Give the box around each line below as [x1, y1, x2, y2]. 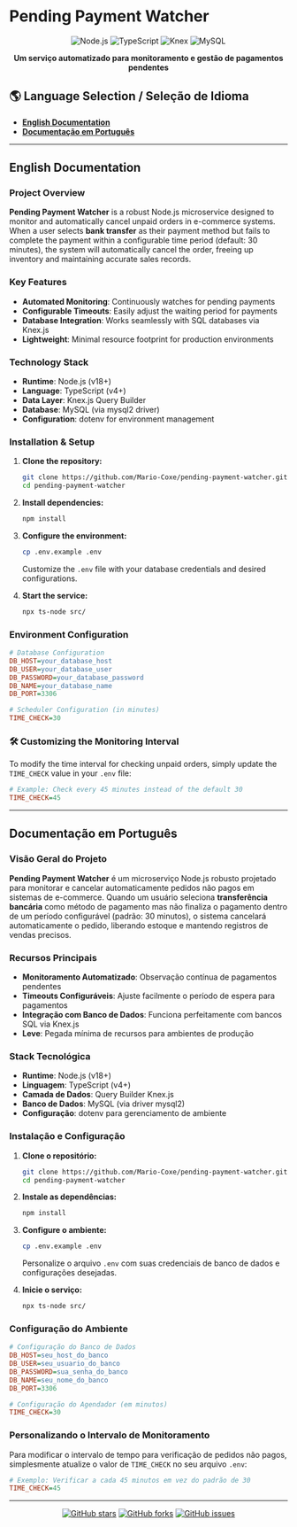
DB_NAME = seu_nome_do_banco [9, 1376, 109, 1384]
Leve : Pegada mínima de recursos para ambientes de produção [21, 1028, 255, 1039]
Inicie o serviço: [21, 1284, 82, 1295]
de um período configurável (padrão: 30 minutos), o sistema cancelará [9, 911, 267, 921]
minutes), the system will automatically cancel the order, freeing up [9, 244, 254, 255]
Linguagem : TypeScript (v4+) [21, 1080, 131, 1090]
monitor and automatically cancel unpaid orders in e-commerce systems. [9, 216, 276, 227]
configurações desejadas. [21, 1267, 118, 1278]
